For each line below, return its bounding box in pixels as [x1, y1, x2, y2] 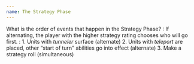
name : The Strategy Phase [6, 8, 71, 15]
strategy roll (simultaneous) [6, 50, 74, 57]
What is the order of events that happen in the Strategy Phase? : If [6, 25, 169, 32]
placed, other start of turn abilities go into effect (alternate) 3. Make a [6, 44, 181, 51]
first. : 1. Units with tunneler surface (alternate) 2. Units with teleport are [6, 38, 183, 45]
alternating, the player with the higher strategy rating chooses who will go [6, 31, 189, 39]
